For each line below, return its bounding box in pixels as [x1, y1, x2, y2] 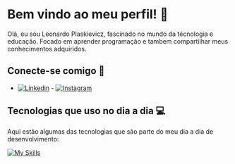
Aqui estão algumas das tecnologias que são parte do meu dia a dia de [7, 127, 214, 136]
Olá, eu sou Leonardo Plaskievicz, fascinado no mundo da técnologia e [7, 30, 214, 38]
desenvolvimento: [7, 134, 59, 143]
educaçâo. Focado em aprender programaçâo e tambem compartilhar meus [7, 37, 229, 45]
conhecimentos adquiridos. [7, 44, 87, 53]
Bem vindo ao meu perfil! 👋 [7, 6, 169, 23]
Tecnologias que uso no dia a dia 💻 [7, 105, 166, 117]
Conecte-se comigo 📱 [7, 65, 105, 77]
